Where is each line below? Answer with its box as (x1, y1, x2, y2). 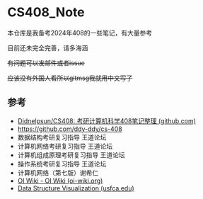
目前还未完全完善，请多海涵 (7, 43, 88, 52)
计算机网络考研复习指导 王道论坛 (17, 142, 113, 150)
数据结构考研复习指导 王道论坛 (17, 132, 107, 142)
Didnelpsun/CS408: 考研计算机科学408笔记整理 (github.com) (17, 116, 197, 125)
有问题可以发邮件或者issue (7, 58, 85, 67)
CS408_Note (7, 4, 85, 21)
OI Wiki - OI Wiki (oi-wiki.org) (17, 176, 103, 185)
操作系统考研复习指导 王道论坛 (17, 159, 107, 168)
